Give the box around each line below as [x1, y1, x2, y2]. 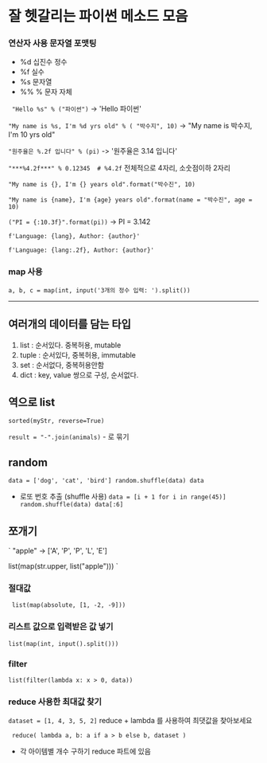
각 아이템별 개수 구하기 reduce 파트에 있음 [19, 746, 151, 757]
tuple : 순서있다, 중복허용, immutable [19, 350, 137, 359]
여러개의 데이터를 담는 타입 [8, 318, 131, 331]
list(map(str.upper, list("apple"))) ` [8, 561, 119, 571]
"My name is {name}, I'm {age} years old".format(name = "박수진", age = [8, 196, 253, 204]
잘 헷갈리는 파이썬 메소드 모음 [8, 7, 188, 25]
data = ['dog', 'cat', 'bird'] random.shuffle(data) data [8, 477, 204, 485]
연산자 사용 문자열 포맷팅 [8, 37, 97, 49]
